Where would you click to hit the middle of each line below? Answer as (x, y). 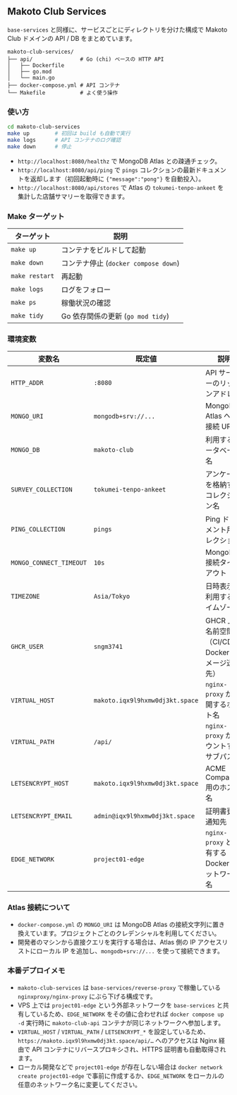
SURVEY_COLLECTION (42, 490)
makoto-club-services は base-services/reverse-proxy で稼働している (119, 987)
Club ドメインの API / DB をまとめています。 (72, 38)
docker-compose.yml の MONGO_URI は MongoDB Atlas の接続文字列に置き (121, 924)
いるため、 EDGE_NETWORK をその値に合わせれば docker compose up (130, 1014)
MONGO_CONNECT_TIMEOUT (49, 563)
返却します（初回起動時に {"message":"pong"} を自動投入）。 (117, 179)
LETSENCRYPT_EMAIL (42, 816)
